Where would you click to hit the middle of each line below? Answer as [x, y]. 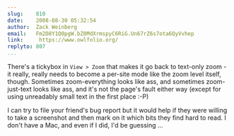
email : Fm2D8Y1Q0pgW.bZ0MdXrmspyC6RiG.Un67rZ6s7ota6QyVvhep [101, 33]
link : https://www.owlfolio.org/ [63, 40]
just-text [19, 89]
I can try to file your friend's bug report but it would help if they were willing [117, 110]
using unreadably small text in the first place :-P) [78, 97]
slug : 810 [27, 14]
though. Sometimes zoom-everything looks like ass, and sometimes [106, 81]
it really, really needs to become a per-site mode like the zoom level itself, [114, 74]
